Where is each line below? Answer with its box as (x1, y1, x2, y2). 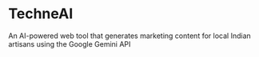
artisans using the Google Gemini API (8, 39, 131, 48)
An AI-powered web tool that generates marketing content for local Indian (8, 31, 252, 40)
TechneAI (8, 5, 74, 23)
